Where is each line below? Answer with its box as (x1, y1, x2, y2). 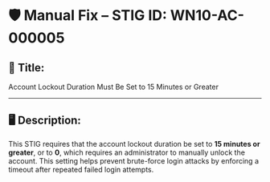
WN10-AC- (170, 6, 245, 25)
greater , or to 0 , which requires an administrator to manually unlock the (8, 148, 245, 157)
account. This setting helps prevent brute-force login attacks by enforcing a (8, 156, 260, 165)
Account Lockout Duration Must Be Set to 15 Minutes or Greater (8, 82, 219, 91)
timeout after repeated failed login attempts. (8, 164, 154, 174)
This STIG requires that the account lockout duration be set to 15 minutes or (8, 139, 260, 148)
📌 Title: (8, 61, 45, 75)
